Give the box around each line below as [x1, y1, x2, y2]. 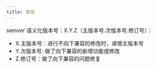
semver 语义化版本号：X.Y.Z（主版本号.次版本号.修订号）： [6, 26, 153, 34]
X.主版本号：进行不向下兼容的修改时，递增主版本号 [15, 39, 144, 47]
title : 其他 [6, 9, 35, 15]
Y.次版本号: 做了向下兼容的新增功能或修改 [15, 47, 120, 55]
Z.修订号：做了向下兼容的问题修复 [15, 55, 101, 62]
